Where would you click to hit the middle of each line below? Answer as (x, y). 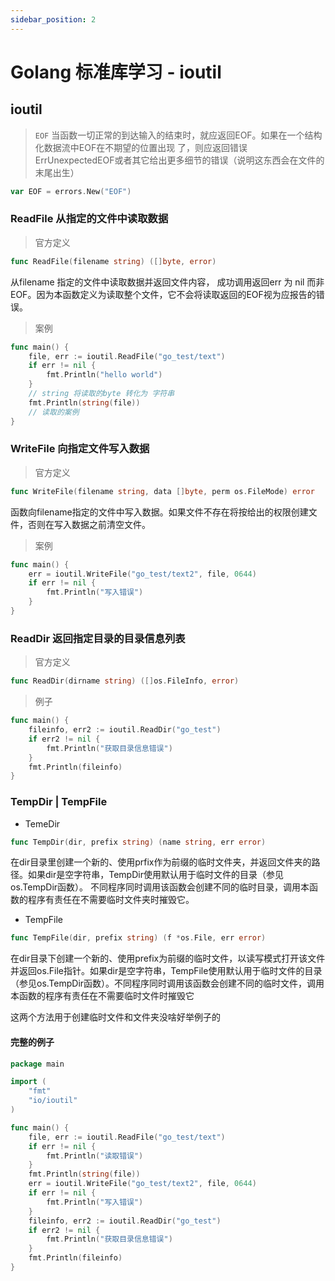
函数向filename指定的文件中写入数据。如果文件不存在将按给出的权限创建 (159, 512)
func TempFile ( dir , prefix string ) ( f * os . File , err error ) (138, 938)
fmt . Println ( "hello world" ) (104, 375)
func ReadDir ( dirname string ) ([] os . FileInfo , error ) (125, 681)
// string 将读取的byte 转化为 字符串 (101, 394)
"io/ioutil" (53, 1101)
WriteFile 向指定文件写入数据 (80, 449)
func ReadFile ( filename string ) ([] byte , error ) (113, 261)
